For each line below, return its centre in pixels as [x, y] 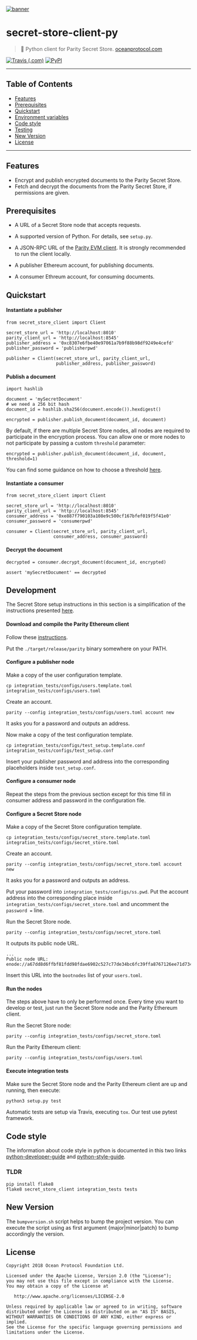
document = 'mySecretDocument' [44, 399]
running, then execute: [33, 1090]
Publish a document [31, 376]
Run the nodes [24, 989]
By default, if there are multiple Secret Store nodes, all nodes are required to [98, 430]
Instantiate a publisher [34, 310]
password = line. [25, 910]
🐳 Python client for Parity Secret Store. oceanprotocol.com [91, 49]
